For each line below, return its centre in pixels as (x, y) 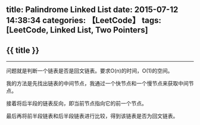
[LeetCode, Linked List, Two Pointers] (77, 30)
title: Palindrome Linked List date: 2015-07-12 (92, 10)
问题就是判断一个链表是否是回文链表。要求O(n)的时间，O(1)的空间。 (90, 71)
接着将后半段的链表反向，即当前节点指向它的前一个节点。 (76, 104)
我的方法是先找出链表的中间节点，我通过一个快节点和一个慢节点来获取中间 (97, 84)
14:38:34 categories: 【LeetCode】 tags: (84, 20)
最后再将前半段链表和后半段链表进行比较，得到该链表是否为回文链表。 (92, 116)
